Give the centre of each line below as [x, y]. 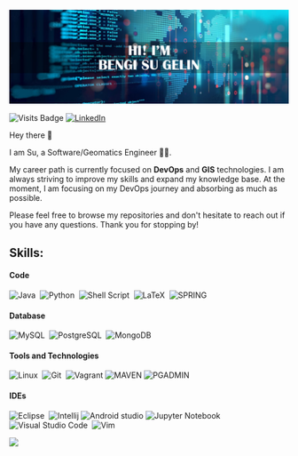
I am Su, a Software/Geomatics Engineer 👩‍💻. [90, 153]
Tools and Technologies [54, 356]
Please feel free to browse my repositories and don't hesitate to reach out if [147, 215]
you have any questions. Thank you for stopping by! [104, 225]
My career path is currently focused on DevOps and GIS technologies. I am [147, 170]
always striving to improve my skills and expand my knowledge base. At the [147, 180]
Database [27, 316]
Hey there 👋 [31, 135]
